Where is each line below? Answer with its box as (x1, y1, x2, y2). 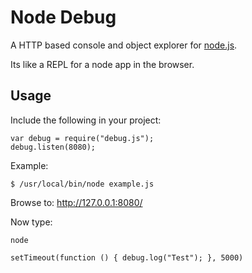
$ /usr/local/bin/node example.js (10, 179, 155, 189)
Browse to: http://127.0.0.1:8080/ (10, 196, 143, 208)
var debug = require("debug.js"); (10, 133, 155, 143)
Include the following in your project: (10, 114, 162, 126)
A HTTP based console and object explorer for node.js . (10, 39, 238, 51)
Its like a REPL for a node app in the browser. (10, 58, 195, 70)
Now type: (10, 216, 53, 228)
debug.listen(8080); (10, 142, 97, 152)
